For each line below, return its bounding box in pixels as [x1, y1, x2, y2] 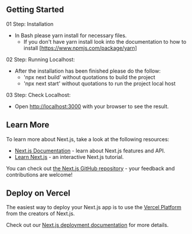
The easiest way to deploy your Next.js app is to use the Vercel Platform [6, 204, 182, 211]
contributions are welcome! [6, 171, 73, 178]
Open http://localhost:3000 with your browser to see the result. [14, 103, 170, 110]
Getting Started [6, 5, 64, 15]
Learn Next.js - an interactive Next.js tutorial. [14, 153, 124, 160]
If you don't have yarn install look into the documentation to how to [23, 38, 187, 45]
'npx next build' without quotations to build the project [23, 73, 155, 80]
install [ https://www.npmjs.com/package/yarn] [23, 44, 137, 51]
